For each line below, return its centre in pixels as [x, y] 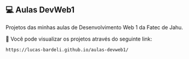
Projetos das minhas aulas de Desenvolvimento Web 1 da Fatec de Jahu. [94, 27]
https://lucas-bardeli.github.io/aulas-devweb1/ [67, 49]
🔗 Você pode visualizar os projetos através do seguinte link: [79, 39]
